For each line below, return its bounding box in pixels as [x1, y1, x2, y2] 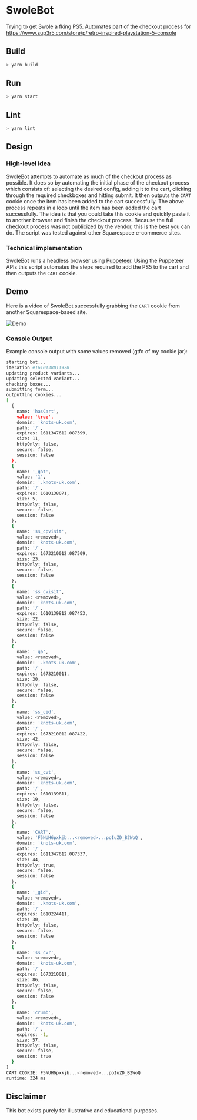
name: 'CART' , [16, 830, 51, 835]
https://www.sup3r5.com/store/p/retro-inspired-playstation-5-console [6, 29, 176, 36]
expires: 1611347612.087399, [16, 430, 88, 436]
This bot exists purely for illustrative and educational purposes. [6, 1107, 159, 1114]
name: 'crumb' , [16, 1009, 54, 1016]
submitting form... [6, 386, 54, 393]
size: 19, [16, 797, 41, 803]
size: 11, [16, 436, 41, 442]
